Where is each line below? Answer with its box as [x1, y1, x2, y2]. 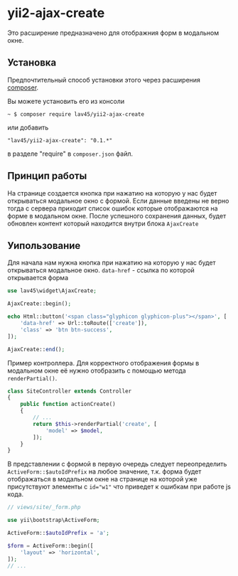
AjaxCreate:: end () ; [7, 346, 65, 353]
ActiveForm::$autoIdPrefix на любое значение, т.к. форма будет [7, 467, 202, 476]
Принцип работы [7, 170, 87, 182]
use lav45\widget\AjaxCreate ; [7, 287, 97, 294]
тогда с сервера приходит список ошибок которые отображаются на [7, 204, 218, 213]
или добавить [7, 123, 49, 132]
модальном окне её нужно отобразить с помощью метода [7, 366, 186, 375]
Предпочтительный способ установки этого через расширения [7, 75, 201, 84]
